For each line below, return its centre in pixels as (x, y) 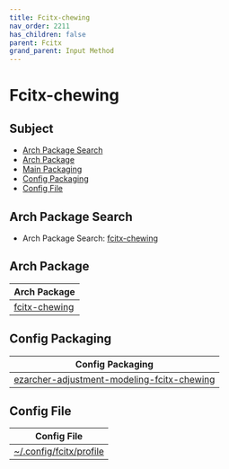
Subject (31, 128)
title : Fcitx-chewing (50, 18)
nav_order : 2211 (40, 26)
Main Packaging (52, 169)
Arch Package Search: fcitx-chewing (90, 238)
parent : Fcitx (36, 43)
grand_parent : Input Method (62, 51)
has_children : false (48, 34)
